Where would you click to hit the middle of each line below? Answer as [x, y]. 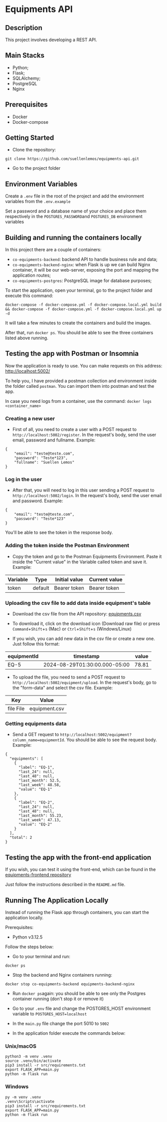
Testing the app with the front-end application [78, 857]
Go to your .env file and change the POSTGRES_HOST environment [82, 1008]
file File [16, 709]
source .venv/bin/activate [33, 1061]
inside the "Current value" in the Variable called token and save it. [80, 562]
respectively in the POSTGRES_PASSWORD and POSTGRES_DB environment [74, 216]
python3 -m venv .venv [29, 1057]
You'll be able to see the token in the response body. [59, 533]
